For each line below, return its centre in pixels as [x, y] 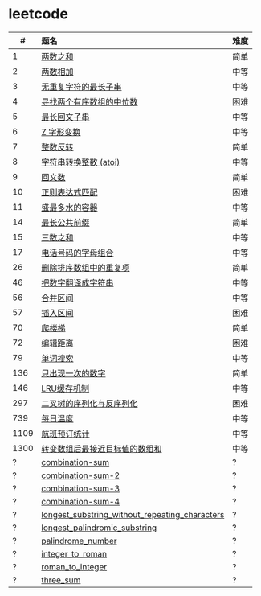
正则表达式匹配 [69, 192]
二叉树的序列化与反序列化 [90, 403]
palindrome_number [80, 541]
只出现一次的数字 [73, 373]
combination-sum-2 [81, 475]
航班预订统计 [65, 434]
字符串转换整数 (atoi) [81, 162]
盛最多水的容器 [69, 208]
